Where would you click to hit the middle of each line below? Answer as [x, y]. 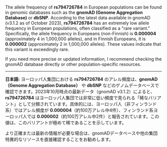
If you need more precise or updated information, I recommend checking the [83, 59]
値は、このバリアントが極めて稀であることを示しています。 [66, 123]
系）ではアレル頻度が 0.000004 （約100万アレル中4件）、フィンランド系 [80, 110]
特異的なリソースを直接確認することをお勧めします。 [59, 139]
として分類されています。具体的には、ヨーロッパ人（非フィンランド [87, 104]
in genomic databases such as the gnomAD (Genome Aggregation [74, 12]
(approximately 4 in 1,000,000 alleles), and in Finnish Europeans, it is [75, 39]
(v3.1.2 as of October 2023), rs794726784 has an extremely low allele [77, 23]
